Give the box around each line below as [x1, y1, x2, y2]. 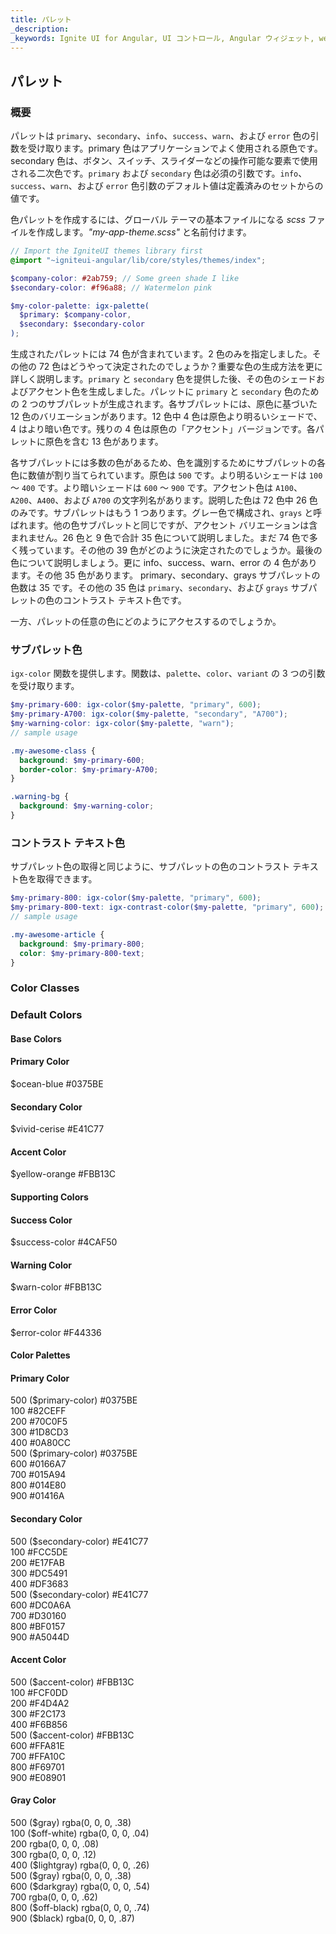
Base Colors [10, 1032, 62, 1045]
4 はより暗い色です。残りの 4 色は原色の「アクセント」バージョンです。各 [10, 423, 316, 435]
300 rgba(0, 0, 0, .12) [10, 1849, 97, 1861]
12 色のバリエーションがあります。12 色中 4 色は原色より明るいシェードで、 [10, 411, 323, 423]
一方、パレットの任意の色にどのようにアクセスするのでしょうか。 [10, 616, 282, 628]
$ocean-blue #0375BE [10, 1078, 104, 1090]
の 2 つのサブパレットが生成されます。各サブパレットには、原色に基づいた [10, 398, 318, 410]
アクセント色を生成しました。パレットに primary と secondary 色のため [27, 386, 320, 398]
